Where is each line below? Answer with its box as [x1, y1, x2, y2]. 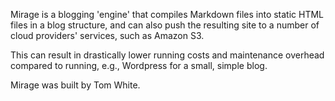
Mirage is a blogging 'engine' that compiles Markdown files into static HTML [10, 9, 325, 20]
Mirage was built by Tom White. [10, 79, 141, 91]
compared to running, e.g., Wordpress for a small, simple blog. [10, 60, 268, 71]
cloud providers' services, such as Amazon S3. [10, 30, 205, 41]
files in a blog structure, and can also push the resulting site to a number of [10, 19, 320, 31]
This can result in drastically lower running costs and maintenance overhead [10, 49, 325, 61]
